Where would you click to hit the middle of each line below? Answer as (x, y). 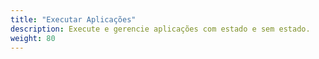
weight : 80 (33, 38)
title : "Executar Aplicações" (73, 19)
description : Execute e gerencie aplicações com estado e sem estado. (160, 29)
